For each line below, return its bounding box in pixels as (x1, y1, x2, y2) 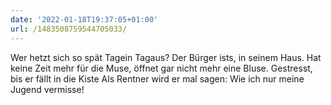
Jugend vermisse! (10, 83, 85, 95)
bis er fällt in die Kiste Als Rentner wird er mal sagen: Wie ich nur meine (10, 72, 305, 85)
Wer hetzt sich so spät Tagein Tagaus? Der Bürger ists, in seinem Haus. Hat (10, 51, 322, 63)
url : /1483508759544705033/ (10, 24, 128, 34)
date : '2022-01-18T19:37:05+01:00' (10, 14, 159, 25)
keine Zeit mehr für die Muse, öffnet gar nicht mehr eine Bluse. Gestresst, (10, 62, 313, 74)
